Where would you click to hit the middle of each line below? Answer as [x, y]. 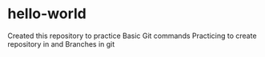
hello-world [47, 14]
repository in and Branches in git [61, 44]
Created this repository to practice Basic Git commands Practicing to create [132, 36]
